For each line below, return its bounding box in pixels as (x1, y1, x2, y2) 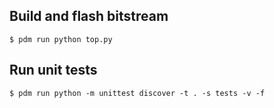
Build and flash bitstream (9, 8, 169, 25)
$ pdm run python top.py (9, 34, 113, 44)
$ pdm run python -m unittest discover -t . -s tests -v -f (9, 88, 266, 98)
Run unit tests (9, 62, 98, 79)
